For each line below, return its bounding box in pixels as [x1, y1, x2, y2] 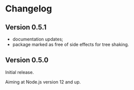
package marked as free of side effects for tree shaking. [12, 41, 129, 47]
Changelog [5, 3, 52, 14]
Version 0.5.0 [5, 56, 49, 64]
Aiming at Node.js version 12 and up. [5, 78, 81, 85]
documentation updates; [12, 36, 64, 42]
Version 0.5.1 [5, 23, 47, 31]
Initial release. [5, 69, 34, 75]
